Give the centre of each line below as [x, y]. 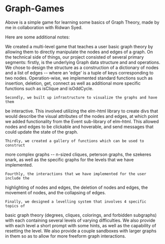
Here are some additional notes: [37, 37]
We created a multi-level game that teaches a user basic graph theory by [79, 46]
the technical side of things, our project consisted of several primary [75, 57]
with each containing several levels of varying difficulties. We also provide [80, 220]
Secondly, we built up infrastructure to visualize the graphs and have [81, 97]
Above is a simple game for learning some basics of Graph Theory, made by [82, 22]
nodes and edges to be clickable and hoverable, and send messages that [79, 127]
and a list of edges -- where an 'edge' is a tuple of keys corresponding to [79, 72]
